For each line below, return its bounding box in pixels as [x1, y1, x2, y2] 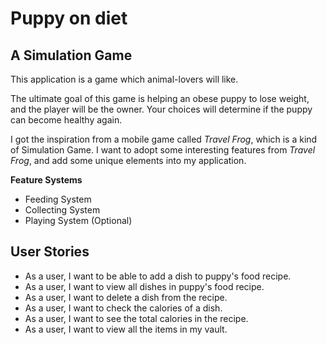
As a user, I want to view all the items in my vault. [24, 323, 228, 335]
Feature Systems [10, 174, 83, 186]
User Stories [10, 243, 90, 261]
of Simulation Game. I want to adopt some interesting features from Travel [10, 144, 316, 156]
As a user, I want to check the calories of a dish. [24, 302, 223, 314]
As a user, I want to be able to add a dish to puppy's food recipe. [24, 270, 292, 282]
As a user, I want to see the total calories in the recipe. [24, 312, 249, 324]
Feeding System [24, 193, 92, 205]
